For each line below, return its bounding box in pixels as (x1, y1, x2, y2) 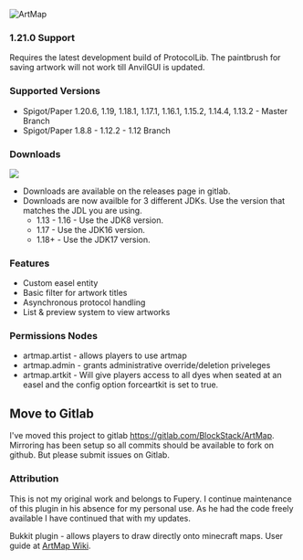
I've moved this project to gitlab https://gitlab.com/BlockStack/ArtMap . (9, 430, 276, 441)
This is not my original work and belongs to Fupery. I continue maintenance (9, 493, 292, 504)
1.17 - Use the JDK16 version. (36, 224, 146, 235)
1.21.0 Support (9, 31, 76, 44)
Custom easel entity (22, 278, 99, 289)
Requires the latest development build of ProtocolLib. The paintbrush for (9, 52, 281, 63)
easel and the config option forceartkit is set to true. (22, 379, 219, 390)
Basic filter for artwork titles (22, 288, 128, 299)
